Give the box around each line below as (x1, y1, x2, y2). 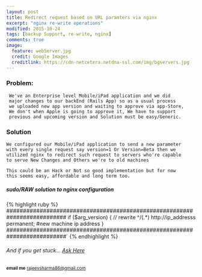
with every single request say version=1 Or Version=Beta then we (6, 147, 176, 153)
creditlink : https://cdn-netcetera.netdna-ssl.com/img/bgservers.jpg (11, 59, 189, 65)
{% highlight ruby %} (6, 201, 58, 208)
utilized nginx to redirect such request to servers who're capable (6, 152, 182, 158)
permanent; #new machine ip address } (6, 220, 104, 228)
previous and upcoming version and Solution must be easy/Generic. (8, 114, 182, 120)
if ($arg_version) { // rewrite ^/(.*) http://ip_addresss (67, 214, 196, 221)
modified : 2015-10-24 (6, 25, 61, 32)
